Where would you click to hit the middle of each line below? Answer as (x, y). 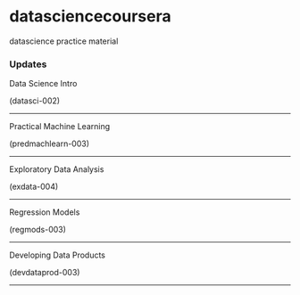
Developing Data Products (57, 255)
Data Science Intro (43, 84)
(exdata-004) (34, 187)
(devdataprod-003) (45, 273)
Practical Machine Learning (59, 127)
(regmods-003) (38, 230)
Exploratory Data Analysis (57, 169)
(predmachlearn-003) (50, 143)
